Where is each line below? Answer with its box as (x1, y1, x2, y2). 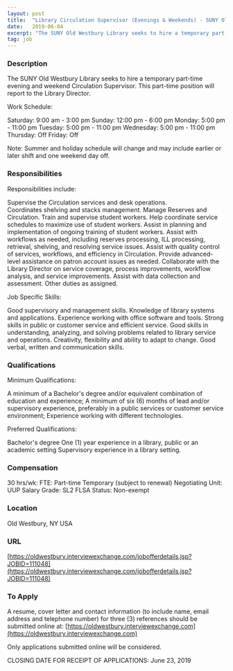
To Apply (7, 591, 38, 601)
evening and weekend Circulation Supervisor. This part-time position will (7, 82, 215, 90)
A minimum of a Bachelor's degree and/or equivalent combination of (7, 390, 203, 398)
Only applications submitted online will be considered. (7, 643, 162, 652)
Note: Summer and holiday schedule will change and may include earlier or (7, 144, 222, 152)
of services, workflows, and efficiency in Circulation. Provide (7, 250, 181, 258)
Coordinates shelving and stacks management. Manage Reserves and (7, 205, 207, 214)
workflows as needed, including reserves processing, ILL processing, (7, 235, 206, 243)
